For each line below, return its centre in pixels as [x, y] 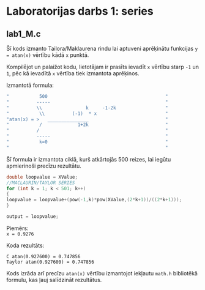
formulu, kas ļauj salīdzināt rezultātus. [54, 280]
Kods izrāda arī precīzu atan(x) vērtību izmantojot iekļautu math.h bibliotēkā [102, 273]
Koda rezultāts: [25, 245]
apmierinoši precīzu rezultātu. [44, 166]
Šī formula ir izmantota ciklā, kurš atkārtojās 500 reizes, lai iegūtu [89, 159]
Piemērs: [17, 228]
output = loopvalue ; [33, 217]
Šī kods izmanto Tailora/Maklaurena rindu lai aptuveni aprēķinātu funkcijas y [102, 48]
